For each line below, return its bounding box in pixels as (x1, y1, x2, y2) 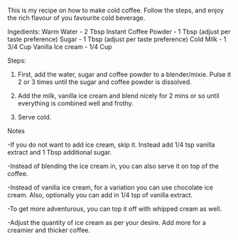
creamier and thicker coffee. (7, 226, 91, 234)
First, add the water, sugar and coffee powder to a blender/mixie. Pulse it (17, 71, 232, 78)
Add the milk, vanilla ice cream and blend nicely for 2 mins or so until (17, 92, 220, 100)
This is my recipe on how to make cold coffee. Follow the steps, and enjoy (7, 6, 224, 14)
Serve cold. (17, 113, 52, 121)
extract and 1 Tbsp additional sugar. (7, 148, 112, 156)
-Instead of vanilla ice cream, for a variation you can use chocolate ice (7, 183, 213, 192)
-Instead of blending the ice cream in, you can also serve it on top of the (7, 162, 219, 170)
